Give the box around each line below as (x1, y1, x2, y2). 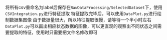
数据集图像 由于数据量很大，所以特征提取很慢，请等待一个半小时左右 (9, 17, 151, 22)
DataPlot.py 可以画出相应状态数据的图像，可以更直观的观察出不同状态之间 (5, 23, 157, 29)
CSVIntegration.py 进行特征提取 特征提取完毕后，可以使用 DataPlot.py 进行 (5, 10, 157, 16)
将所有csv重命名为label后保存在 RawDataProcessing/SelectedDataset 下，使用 (5, 4, 162, 10)
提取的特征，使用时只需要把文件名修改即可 (9, 29, 98, 35)
